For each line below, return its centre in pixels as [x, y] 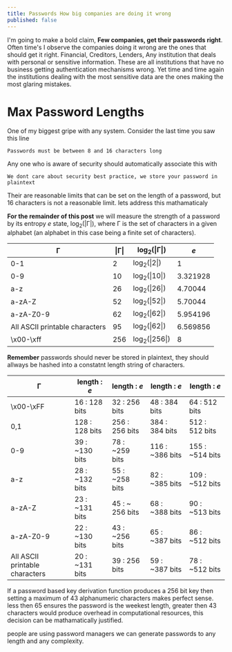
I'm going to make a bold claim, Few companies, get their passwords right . [115, 39]
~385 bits [165, 484]
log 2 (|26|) [149, 289]
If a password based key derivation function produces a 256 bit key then [110, 590]
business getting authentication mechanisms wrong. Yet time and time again [116, 69]
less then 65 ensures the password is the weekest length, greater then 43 [112, 605]
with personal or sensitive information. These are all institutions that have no [116, 62]
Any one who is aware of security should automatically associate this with [112, 164]
